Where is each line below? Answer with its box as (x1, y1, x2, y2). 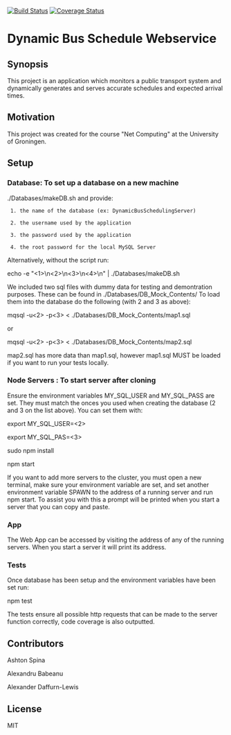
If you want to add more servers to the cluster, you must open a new (7, 473, 202, 481)
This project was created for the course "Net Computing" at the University (7, 130, 219, 138)
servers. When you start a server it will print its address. (7, 543, 167, 551)
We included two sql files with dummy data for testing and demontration (7, 283, 213, 291)
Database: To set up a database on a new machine (7, 178, 179, 188)
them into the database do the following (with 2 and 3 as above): (7, 297, 192, 305)
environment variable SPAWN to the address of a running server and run (7, 488, 213, 496)
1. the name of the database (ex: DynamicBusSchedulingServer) (10, 207, 196, 214)
